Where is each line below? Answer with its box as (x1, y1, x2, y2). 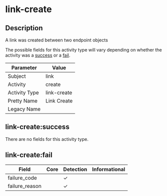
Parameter (11, 64, 37, 71)
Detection (63, 166, 87, 173)
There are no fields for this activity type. (5, 136, 89, 142)
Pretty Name (8, 97, 38, 104)
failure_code (8, 174, 37, 181)
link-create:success (5, 123, 70, 131)
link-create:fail (5, 151, 53, 160)
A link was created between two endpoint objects (5, 37, 108, 43)
